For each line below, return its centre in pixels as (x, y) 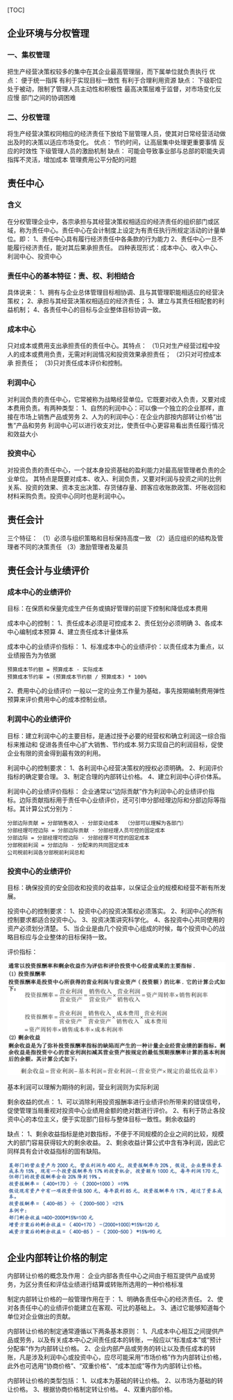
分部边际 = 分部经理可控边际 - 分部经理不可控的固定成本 (79, 838)
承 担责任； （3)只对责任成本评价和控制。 (67, 363)
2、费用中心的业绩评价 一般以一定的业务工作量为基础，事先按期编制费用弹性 (116, 691)
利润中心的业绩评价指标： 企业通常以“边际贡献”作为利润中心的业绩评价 (108, 791)
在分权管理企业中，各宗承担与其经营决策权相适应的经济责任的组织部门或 (110, 221)
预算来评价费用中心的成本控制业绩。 (59, 699)
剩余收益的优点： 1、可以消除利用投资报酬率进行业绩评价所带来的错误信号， (115, 1102)
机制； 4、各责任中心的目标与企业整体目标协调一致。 (89, 309)
